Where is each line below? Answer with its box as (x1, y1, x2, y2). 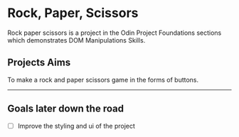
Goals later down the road (7, 103, 124, 115)
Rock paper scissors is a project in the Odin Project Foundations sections (7, 28, 222, 37)
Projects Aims (7, 57, 71, 69)
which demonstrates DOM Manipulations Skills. (7, 35, 146, 44)
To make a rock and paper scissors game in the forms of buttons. (7, 75, 199, 84)
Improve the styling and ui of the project (17, 121, 135, 130)
